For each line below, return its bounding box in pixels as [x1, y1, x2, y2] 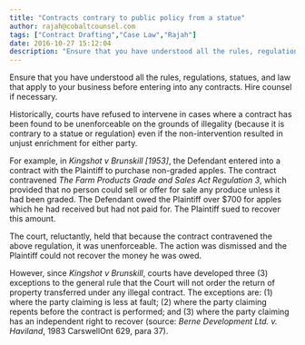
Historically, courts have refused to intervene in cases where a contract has [9, 109, 292, 120]
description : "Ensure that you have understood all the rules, [9, 47, 254, 56]
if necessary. [9, 92, 58, 103]
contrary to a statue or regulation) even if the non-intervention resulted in [9, 128, 284, 139]
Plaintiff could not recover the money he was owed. [9, 251, 202, 261]
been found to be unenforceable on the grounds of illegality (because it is [9, 119, 285, 130]
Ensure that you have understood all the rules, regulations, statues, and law [9, 72, 291, 83]
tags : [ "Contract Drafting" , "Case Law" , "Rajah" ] [9, 30, 197, 39]
